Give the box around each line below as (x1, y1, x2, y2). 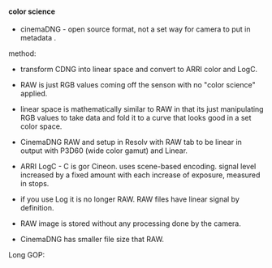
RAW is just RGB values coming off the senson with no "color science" (19, 80, 256, 90)
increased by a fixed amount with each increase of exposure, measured (19, 170, 261, 180)
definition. (19, 203, 54, 213)
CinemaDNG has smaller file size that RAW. (19, 235, 165, 245)
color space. (19, 121, 63, 131)
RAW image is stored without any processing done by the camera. (19, 219, 242, 228)
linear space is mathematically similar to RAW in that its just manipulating (19, 104, 264, 114)
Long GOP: (8, 250, 45, 260)
